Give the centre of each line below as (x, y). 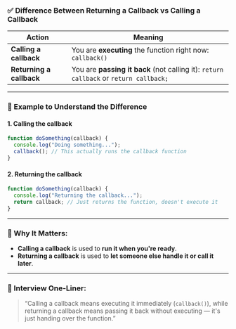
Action (38, 37)
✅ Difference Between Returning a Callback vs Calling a (104, 11)
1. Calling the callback (40, 123)
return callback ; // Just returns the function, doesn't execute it (116, 202)
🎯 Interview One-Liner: (47, 288)
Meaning (148, 37)
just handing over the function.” (70, 318)
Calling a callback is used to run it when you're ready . (97, 248)
